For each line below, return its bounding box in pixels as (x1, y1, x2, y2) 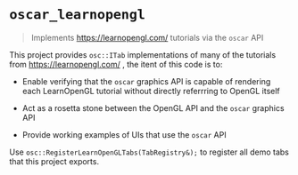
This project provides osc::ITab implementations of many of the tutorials (9, 49, 277, 60)
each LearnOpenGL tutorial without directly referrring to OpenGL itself (21, 85, 281, 96)
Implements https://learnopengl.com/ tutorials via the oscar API (30, 32, 264, 43)
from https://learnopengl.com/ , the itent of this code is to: (9, 59, 223, 69)
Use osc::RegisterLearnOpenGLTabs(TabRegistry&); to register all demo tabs (9, 147, 290, 157)
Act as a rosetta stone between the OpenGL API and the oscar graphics (21, 102, 285, 113)
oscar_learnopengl (9, 6, 145, 23)
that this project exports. (9, 155, 100, 166)
